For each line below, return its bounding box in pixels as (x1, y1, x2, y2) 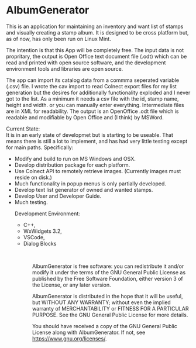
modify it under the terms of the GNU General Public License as (32, 268, 186, 275)
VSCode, (23, 233, 45, 240)
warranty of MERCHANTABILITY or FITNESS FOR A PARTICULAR (32, 305, 189, 312)
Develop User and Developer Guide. (14, 192, 102, 199)
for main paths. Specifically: (6, 144, 74, 151)
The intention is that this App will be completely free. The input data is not (6, 46, 184, 53)
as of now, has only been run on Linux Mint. (6, 35, 111, 42)
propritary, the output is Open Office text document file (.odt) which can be (6, 53, 187, 60)
